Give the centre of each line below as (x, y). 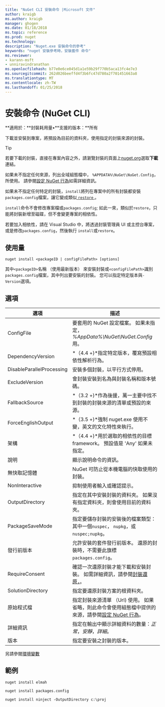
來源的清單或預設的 (124, 403)
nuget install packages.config (37, 691)
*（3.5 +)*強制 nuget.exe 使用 (108, 419)
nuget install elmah (26, 682)
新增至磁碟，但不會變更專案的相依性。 (61, 214)
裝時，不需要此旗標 (95, 550)
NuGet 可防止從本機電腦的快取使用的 (115, 469)
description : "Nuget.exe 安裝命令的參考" (45, 46)
